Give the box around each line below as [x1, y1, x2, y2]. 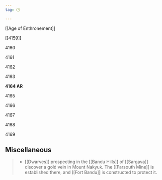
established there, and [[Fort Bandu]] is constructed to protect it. [24, 170, 158, 176]
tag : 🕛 [5, 7, 20, 12]
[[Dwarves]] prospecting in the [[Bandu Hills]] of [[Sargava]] [24, 159, 148, 165]
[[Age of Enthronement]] [5, 25, 56, 31]
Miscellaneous [5, 146, 52, 154]
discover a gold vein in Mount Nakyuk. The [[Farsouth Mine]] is [24, 164, 154, 170]
